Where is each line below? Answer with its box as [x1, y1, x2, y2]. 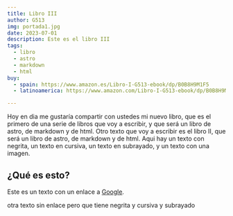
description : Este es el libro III [7, 36, 110, 43]
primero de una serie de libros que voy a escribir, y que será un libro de [7, 120, 212, 128]
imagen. [7, 150, 31, 158]
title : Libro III [7, 10, 58, 17]
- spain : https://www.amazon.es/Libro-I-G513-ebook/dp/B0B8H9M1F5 [13, 81, 209, 88]
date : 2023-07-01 [7, 29, 58, 37]
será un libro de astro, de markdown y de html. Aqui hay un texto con [7, 134, 205, 143]
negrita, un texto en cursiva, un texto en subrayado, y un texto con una [7, 142, 209, 150]
